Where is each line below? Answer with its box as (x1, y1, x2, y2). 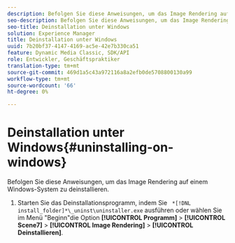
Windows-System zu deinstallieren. (7, 185, 110, 193)
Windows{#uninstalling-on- (7, 139, 174, 155)
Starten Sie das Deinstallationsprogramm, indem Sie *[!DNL (17, 199, 191, 207)
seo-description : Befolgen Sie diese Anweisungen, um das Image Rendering (7, 17, 230, 24)
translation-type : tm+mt (7, 62, 80, 69)
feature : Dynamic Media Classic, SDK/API (7, 50, 130, 57)
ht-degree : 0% (7, 88, 49, 95)
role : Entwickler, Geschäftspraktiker (7, 56, 120, 63)
